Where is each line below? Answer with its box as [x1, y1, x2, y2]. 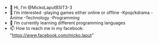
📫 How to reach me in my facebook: [9, 26, 84, 31]
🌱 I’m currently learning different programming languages [9, 20, 126, 26]
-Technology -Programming [23, 15, 80, 20]
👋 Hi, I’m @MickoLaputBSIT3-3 [9, 5, 72, 10]
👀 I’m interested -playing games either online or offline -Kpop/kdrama [9, 10, 150, 15]
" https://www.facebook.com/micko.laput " [9, 32, 94, 38]
